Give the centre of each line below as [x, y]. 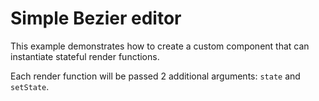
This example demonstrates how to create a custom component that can [160, 46]
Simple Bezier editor [96, 18]
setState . [30, 86]
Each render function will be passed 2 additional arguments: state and [155, 76]
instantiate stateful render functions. [85, 56]
